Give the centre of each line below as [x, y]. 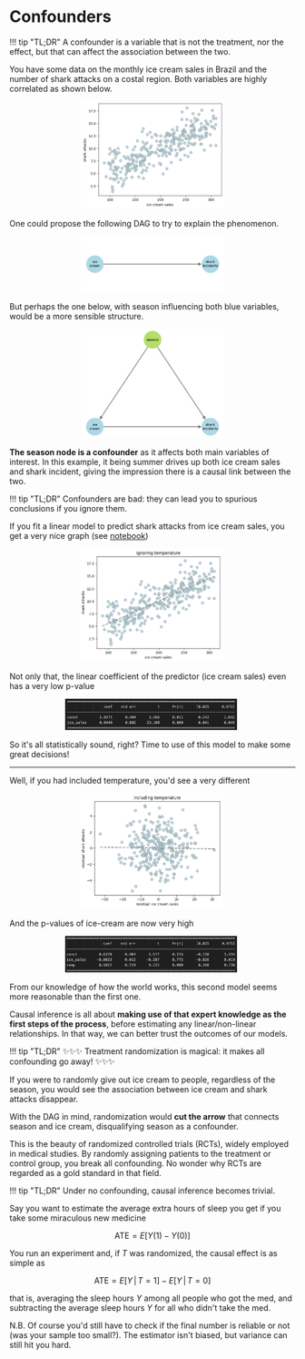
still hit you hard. [40, 1345]
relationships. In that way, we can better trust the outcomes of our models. [149, 1034]
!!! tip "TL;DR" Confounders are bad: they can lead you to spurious [133, 499]
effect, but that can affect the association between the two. [120, 51]
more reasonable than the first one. [75, 997]
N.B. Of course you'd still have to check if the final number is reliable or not [150, 1325]
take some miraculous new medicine [78, 1218]
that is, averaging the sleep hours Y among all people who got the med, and [151, 1298]
